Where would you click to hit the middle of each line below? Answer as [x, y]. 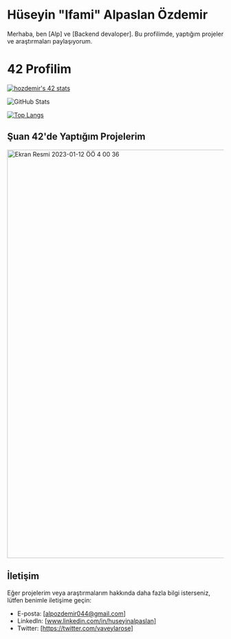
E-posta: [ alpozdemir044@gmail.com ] [71, 613]
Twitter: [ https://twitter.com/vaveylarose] [75, 628]
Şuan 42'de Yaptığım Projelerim [76, 137]
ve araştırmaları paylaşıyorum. [50, 41]
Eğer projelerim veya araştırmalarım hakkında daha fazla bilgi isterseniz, [109, 593]
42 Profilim [39, 69]
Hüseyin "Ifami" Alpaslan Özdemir [108, 15]
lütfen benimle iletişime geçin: [49, 600]
